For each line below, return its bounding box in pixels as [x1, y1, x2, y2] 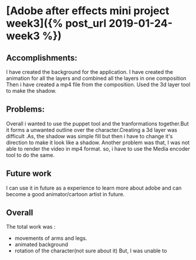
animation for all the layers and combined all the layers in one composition [6, 75, 187, 82]
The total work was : [6, 223, 56, 230]
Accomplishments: [6, 53, 78, 63]
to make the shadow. [6, 87, 57, 94]
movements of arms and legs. [14, 235, 87, 242]
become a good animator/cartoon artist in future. [6, 190, 125, 197]
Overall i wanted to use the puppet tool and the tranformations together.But [6, 120, 189, 127]
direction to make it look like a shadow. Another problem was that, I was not [6, 139, 190, 146]
